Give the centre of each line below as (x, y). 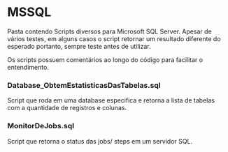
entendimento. (28, 67)
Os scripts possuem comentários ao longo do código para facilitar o (105, 59)
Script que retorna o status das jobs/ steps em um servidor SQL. (100, 141)
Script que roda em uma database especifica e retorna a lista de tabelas (111, 100)
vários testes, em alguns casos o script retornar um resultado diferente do (114, 38)
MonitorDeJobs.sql (41, 126)
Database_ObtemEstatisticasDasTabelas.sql (84, 85)
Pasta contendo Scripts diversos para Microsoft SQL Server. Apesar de (109, 31)
